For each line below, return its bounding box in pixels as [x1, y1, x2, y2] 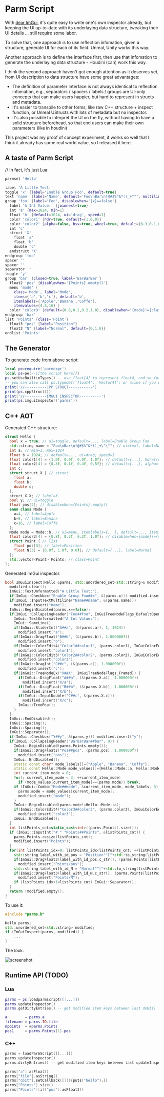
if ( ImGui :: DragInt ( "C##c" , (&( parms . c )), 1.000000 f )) [14, 661, 125, 667]
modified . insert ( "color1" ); [18, 648, 76, 653]
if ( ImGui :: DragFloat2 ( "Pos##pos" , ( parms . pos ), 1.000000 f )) [14, 748, 139, 753]
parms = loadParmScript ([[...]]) [5, 1051, 73, 1056]
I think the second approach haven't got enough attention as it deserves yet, [5, 68, 159, 74]
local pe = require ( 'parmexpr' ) [5, 367, 67, 372]
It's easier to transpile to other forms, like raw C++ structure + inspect [12, 104, 153, 110]
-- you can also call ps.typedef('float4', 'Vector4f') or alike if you [5, 380, 156, 385]
